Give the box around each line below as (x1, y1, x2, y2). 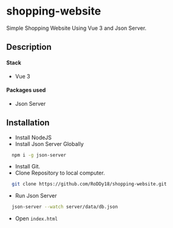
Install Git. (15, 163, 41, 170)
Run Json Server (15, 192, 57, 199)
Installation (6, 117, 50, 128)
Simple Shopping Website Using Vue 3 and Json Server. (6, 24, 147, 32)
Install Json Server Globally (15, 140, 84, 147)
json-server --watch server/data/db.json (12, 204, 118, 210)
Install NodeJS (15, 134, 52, 141)
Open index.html (15, 215, 58, 223)
